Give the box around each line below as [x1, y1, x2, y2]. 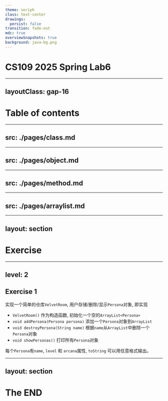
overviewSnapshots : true [5, 35, 57, 40]
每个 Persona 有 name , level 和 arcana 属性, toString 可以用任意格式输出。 [5, 347, 151, 353]
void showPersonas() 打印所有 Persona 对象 [12, 337, 98, 343]
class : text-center [5, 12, 46, 17]
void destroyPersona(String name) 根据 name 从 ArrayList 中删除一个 [12, 324, 150, 330]
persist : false [9, 21, 41, 26]
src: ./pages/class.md [5, 133, 75, 142]
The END [5, 387, 42, 398]
